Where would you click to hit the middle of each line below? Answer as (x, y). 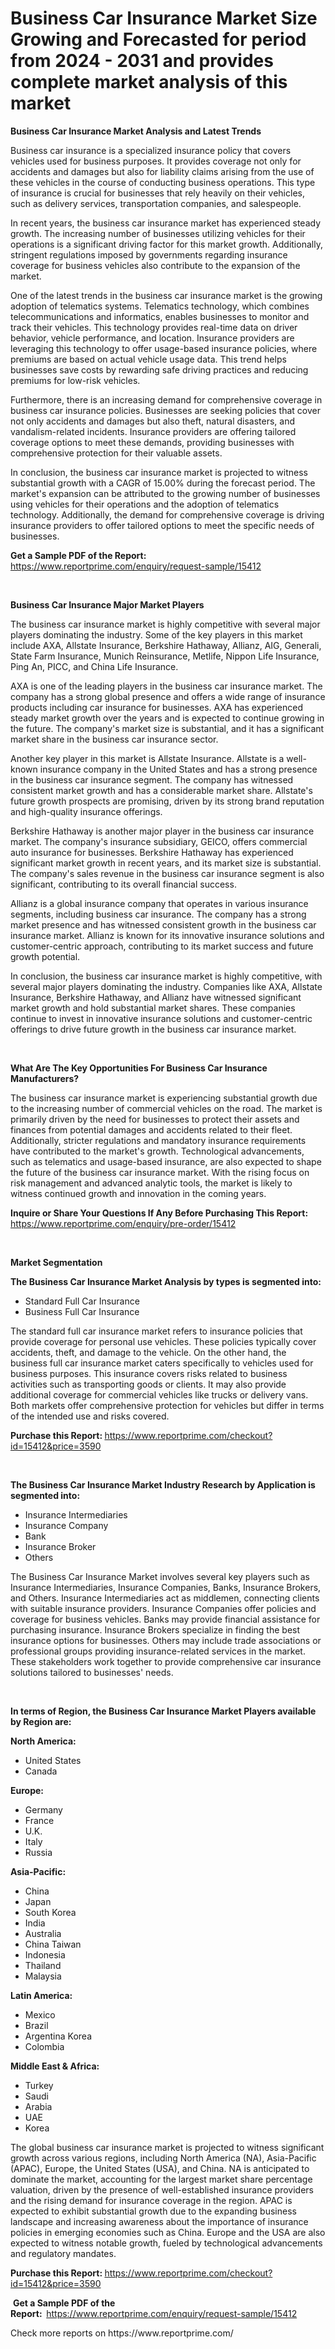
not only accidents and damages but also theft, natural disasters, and (153, 421)
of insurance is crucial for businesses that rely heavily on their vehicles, (157, 193)
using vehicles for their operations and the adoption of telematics (145, 504)
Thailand (43, 1965)
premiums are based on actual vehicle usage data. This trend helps (148, 359)
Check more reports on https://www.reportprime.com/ (122, 2333)
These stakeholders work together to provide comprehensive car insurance (166, 1661)
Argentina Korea (58, 2036)
